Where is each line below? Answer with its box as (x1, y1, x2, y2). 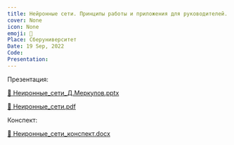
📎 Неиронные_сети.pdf (7, 102, 76, 111)
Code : (7, 50, 23, 57)
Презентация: (7, 75, 49, 83)
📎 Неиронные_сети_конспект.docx (7, 129, 111, 137)
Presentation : (7, 56, 49, 63)
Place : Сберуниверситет (7, 36, 77, 43)
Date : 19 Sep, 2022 (7, 43, 65, 50)
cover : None (7, 17, 42, 24)
